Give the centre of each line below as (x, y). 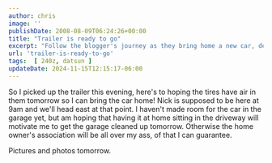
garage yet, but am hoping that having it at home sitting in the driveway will (134, 118)
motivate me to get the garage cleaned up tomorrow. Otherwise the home (131, 126)
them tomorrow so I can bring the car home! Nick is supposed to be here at (134, 100)
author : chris (32, 16)
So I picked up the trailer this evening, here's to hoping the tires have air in (132, 92)
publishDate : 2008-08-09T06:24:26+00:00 (78, 31)
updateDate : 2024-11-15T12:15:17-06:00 (76, 69)
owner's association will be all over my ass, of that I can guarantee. (120, 135)
